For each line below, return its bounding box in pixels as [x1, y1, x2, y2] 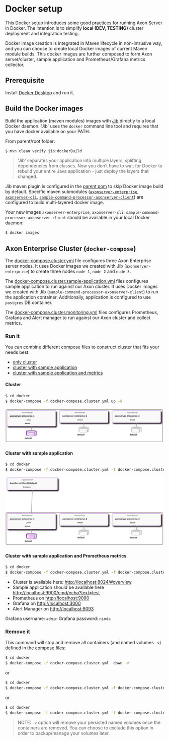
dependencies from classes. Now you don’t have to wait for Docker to [17, 163, 162, 169]
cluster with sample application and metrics [12, 370, 103, 376]
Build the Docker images [5, 104, 83, 113]
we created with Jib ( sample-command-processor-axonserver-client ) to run [5, 289, 158, 295]
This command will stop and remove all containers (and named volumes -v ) [5, 640, 161, 646]
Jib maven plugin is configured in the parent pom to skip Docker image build [5, 183, 163, 190]
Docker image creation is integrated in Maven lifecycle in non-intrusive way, [5, 40, 162, 46]
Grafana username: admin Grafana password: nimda [5, 615, 111, 622]
